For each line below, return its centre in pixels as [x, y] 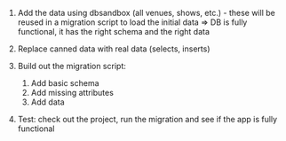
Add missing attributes [72, 93]
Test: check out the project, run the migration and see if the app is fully [147, 119]
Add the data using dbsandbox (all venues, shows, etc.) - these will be [146, 13]
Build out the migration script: [71, 66]
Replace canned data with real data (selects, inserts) [114, 49]
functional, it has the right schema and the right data [114, 31]
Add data [48, 102]
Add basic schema [65, 83]
